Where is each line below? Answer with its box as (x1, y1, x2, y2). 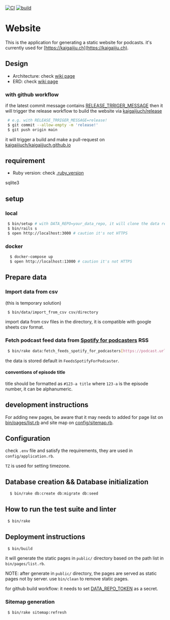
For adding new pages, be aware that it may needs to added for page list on (5, 414, 163, 420)
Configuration (5, 434, 51, 443)
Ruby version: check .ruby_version (12, 170, 84, 176)
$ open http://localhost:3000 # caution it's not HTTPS (7, 231, 128, 236)
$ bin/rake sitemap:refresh (7, 610, 67, 615)
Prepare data (5, 273, 47, 282)
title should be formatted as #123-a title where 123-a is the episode (5, 380, 148, 386)
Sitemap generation (5, 598, 55, 605)
